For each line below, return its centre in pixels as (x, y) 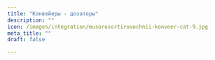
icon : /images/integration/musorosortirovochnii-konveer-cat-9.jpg (108, 27)
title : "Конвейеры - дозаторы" (53, 14)
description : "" (31, 20)
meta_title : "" (29, 33)
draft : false (26, 40)
